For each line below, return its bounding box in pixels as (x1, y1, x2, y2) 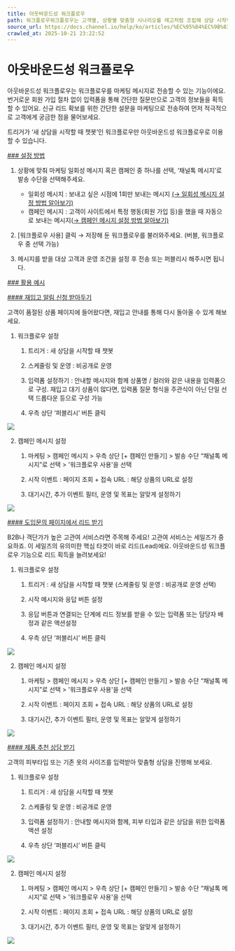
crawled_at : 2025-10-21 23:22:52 (7, 29, 105, 37)
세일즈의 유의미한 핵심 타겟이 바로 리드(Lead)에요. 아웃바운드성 (34, 542, 207, 550)
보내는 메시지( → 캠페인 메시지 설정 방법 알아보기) (35, 216, 169, 225)
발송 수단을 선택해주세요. (17, 175, 85, 183)
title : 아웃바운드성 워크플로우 (7, 10, 85, 18)
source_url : (7, 23, 42, 30)
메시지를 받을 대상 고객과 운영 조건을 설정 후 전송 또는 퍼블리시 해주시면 (17, 255, 212, 263)
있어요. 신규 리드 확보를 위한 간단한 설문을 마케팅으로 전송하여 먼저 (22, 104, 203, 113)
